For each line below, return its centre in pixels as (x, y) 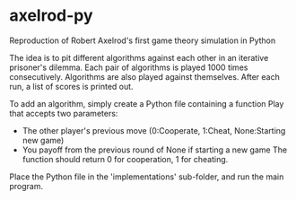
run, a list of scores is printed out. (71, 86)
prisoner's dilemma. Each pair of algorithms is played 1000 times (129, 67)
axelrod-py (51, 16)
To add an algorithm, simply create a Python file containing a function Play (147, 103)
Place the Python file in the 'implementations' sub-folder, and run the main (147, 177)
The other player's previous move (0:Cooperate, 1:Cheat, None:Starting (154, 130)
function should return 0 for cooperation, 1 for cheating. (125, 159)
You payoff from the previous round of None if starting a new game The (155, 150)
